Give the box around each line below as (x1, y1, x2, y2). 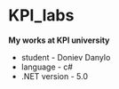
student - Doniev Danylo (20, 52, 111, 62)
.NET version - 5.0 (20, 70, 88, 81)
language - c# (20, 61, 73, 72)
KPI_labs (8, 5, 75, 26)
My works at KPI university (8, 35, 110, 45)
